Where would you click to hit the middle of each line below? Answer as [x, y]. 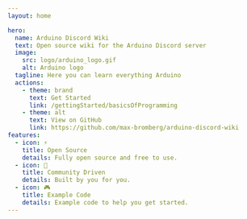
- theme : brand [48, 90]
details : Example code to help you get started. [105, 202]
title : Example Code [57, 195]
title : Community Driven [64, 173]
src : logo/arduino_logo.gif [69, 60]
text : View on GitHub [65, 120]
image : [26, 53]
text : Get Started [60, 97]
